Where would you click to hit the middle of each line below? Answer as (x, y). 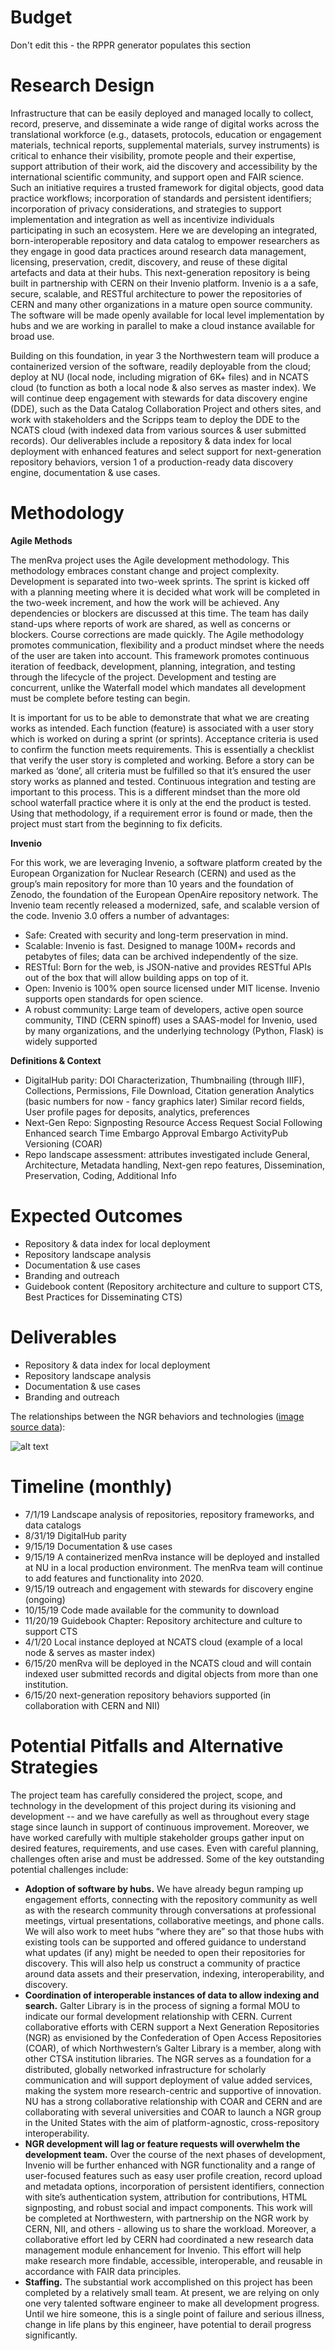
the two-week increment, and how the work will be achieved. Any (145, 602)
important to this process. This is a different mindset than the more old (155, 792)
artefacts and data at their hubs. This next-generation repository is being (160, 272)
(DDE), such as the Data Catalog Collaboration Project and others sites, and (166, 408)
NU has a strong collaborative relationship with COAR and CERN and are (173, 2101)
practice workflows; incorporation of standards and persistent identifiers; (161, 198)
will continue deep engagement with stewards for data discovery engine (159, 398)
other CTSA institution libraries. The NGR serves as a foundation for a (168, 2058)
